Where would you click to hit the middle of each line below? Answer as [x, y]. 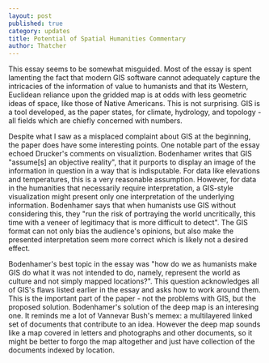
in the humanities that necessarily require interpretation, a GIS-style [121, 188]
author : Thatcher [38, 46]
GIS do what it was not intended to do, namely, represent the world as [124, 273]
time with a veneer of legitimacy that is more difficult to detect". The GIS [128, 223]
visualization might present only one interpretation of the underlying [122, 197]
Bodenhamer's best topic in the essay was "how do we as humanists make [132, 264]
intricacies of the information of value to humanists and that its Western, [128, 87]
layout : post [30, 16]
